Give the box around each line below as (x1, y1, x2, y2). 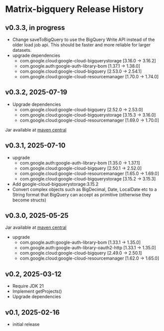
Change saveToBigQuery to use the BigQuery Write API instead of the (12, 36, 155, 42)
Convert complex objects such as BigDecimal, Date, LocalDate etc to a (12, 186, 157, 192)
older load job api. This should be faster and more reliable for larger (12, 42, 151, 48)
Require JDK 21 (12, 283, 44, 289)
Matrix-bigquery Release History (5, 3, 144, 15)
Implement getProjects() (12, 288, 62, 295)
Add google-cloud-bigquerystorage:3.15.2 (12, 181, 98, 187)
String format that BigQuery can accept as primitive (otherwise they (12, 191, 151, 197)
